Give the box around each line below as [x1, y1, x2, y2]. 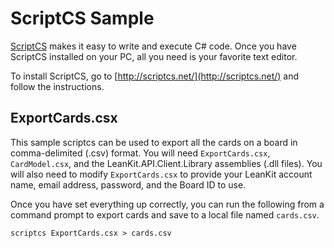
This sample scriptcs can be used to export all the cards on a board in [10, 136, 298, 148]
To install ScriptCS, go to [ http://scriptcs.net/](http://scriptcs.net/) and [10, 70, 300, 82]
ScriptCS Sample [10, 7, 155, 30]
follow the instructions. [10, 80, 105, 92]
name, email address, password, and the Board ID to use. [10, 178, 247, 191]
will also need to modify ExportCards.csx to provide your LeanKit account [10, 168, 313, 180]
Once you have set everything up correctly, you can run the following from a [10, 198, 325, 210]
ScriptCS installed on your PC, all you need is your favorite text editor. [10, 50, 298, 62]
